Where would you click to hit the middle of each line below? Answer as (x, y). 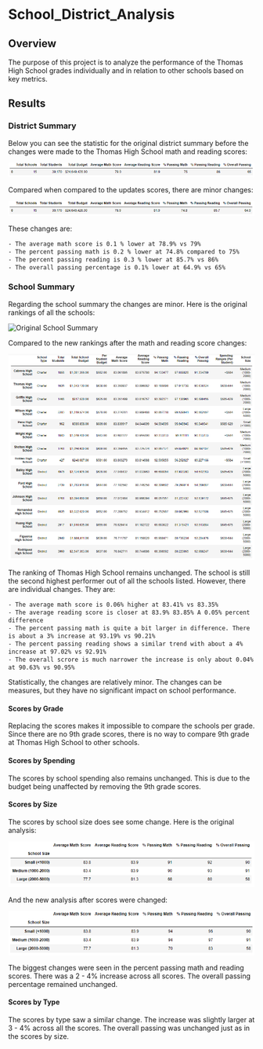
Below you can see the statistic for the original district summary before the (128, 143)
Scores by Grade (36, 708)
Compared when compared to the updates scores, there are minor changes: (131, 189)
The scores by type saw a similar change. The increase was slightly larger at (131, 1019)
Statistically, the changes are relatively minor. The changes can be (115, 682)
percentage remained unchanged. (63, 984)
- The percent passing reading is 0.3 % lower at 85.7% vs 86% (113, 260)
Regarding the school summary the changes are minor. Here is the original (128, 304)
